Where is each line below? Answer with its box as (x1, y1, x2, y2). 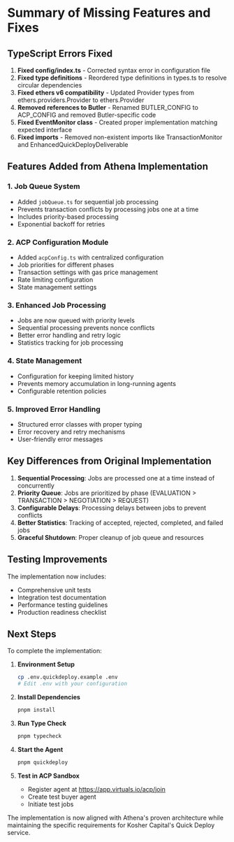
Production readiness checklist (17, 608, 107, 616)
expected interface (17, 126, 72, 134)
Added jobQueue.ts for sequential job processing (17, 197, 159, 206)
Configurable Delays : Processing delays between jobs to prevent (17, 504, 207, 512)
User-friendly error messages (17, 435, 103, 443)
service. (7, 828, 31, 836)
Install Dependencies (17, 693, 80, 701)
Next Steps (7, 628, 57, 640)
